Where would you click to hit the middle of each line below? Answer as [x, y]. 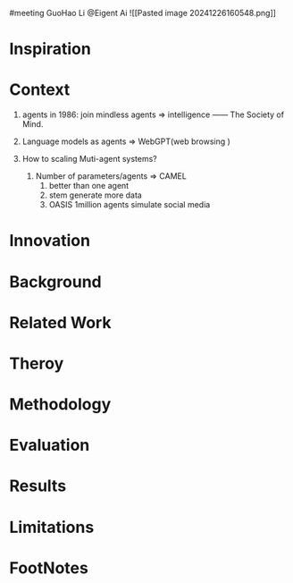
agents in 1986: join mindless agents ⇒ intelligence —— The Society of [153, 114]
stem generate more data [96, 195]
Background [55, 282]
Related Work [60, 322]
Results [38, 486]
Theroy [37, 363]
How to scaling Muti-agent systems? [90, 159]
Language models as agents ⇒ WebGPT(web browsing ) [126, 141]
